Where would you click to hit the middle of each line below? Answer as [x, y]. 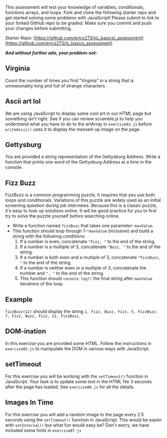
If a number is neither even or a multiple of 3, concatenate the [83, 268]
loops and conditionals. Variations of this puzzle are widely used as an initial [83, 200]
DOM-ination [26, 331]
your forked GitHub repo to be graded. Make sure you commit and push [79, 23]
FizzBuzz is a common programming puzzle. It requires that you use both [80, 195]
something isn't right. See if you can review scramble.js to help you [74, 118]
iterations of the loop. [42, 284]
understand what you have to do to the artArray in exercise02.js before [79, 124]
